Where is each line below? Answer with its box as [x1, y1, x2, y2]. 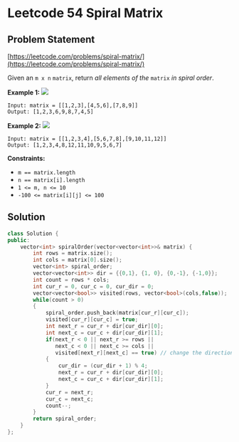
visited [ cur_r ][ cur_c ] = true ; [45, 316, 139, 323]
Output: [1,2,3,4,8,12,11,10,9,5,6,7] [7, 142, 122, 149]
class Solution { [7, 230, 59, 237]
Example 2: [7, 122, 41, 130]
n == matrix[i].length [17, 177, 85, 184]
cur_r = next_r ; [45, 389, 94, 396]
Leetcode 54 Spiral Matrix [7, 5, 164, 21]
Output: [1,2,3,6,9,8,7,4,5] [7, 108, 94, 115]
